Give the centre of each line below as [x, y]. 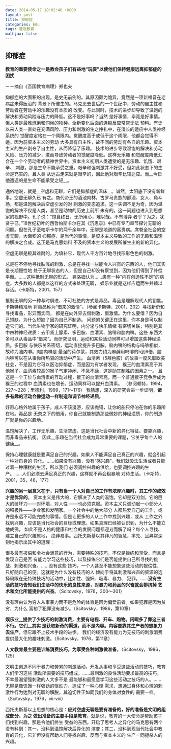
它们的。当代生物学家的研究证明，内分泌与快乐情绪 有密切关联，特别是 [84, 326]
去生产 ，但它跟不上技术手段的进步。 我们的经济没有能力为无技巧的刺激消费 [84, 632]
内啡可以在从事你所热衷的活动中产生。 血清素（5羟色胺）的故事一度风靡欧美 [85, 358]
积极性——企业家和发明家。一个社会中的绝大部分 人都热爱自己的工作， [84, 510]
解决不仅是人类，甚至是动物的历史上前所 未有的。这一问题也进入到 [84, 210]
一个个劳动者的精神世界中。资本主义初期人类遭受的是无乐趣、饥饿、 [85, 161]
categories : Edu [22, 24]
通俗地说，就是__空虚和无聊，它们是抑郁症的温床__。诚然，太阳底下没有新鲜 [85, 191]
